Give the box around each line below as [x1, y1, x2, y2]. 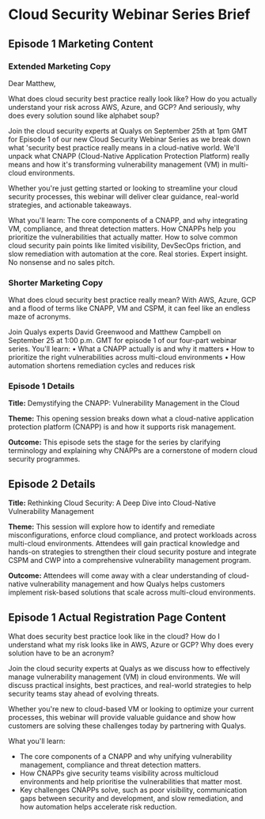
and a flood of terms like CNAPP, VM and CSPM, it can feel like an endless [8, 304, 251, 313]
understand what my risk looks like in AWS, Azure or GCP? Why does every [8, 640, 254, 650]
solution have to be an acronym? [8, 648, 115, 658]
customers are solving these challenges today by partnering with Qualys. [8, 721, 247, 730]
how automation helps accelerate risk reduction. [19, 802, 177, 812]
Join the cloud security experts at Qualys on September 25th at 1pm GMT [8, 126, 248, 135]
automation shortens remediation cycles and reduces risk [8, 361, 195, 371]
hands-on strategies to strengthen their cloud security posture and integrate [8, 547, 257, 557]
